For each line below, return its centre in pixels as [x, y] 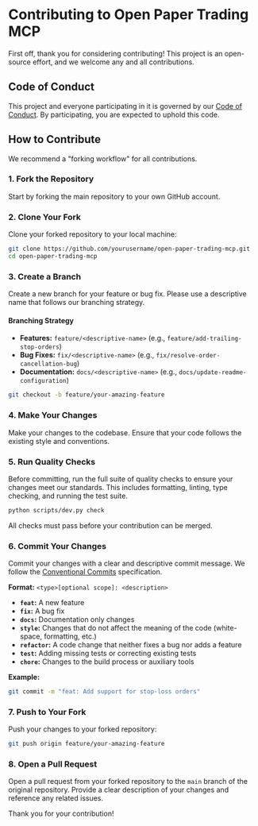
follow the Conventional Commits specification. [85, 572]
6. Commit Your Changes [58, 546]
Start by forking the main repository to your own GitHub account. [114, 196]
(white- [225, 628]
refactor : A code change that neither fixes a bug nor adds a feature [131, 645]
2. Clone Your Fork [45, 217]
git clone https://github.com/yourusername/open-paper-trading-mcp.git [129, 249]
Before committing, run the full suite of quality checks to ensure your [121, 479]
